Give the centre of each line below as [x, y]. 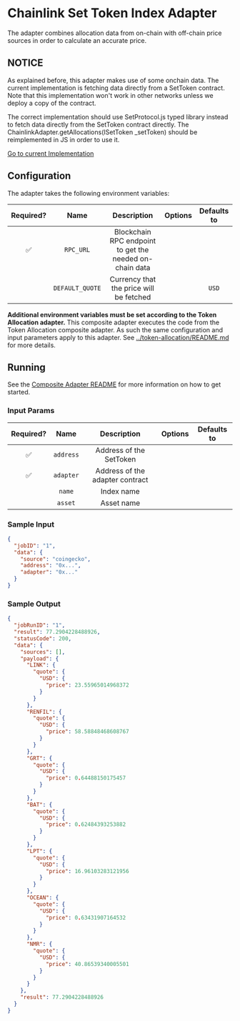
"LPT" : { [39, 851]
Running [27, 367]
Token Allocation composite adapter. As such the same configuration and [115, 329]
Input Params [31, 411]
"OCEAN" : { [42, 898]
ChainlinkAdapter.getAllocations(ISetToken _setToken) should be [102, 132]
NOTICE [25, 63]
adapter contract [120, 479]
